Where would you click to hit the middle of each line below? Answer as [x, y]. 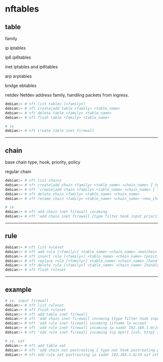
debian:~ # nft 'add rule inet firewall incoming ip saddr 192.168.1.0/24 [82, 328]
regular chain [18, 172]
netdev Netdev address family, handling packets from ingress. [67, 95]
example [18, 289]
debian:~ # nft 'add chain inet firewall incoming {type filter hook [77, 319]
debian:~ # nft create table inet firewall [50, 131]
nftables [22, 9]
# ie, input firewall [27, 301]
